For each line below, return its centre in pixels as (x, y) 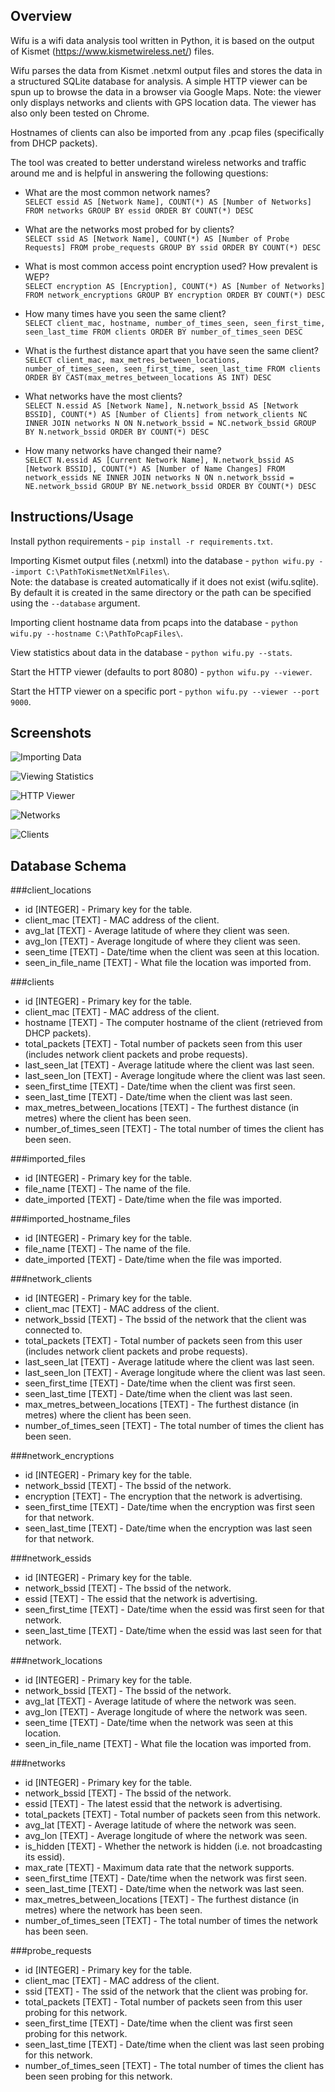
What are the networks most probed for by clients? (129, 229)
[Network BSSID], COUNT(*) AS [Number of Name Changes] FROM (155, 469)
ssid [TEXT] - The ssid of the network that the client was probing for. (166, 1991)
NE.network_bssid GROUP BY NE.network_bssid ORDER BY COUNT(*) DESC (170, 486)
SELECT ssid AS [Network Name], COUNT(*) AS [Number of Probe (157, 239)
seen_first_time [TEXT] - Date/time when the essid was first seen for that (174, 1610)
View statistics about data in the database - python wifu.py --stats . (151, 652)
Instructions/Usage (72, 517)
